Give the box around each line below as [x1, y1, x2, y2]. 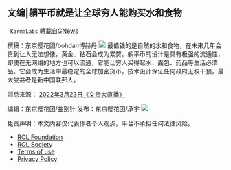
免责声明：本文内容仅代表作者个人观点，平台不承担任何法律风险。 [7, 119, 194, 127]
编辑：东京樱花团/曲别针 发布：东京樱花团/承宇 [7, 104, 140, 112]
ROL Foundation [16, 133, 63, 141]
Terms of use [16, 147, 55, 156]
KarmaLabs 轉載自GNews [10, 27, 79, 35]
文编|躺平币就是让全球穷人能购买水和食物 [7, 7, 182, 19]
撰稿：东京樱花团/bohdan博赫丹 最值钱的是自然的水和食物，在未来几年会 [7, 41, 222, 49]
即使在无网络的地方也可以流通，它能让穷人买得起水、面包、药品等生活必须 [7, 58, 218, 66]
